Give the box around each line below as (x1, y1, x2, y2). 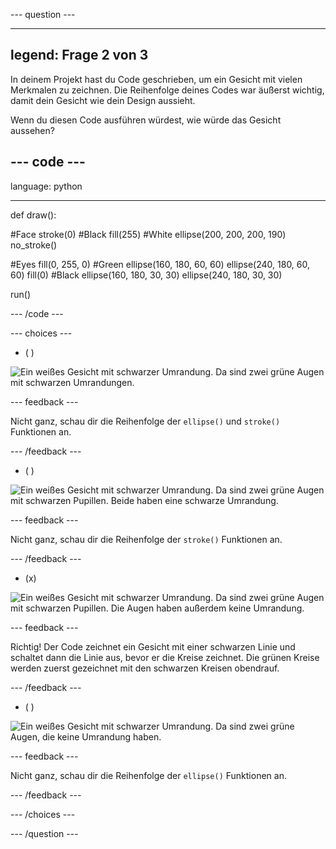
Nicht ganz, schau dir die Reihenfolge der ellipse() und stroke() (10, 415, 281, 427)
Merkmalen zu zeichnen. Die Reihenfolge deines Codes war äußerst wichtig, (10, 84, 325, 96)
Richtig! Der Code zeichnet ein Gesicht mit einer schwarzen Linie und (10, 640, 296, 653)
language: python (10, 180, 83, 192)
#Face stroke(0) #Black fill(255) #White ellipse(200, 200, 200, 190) (10, 228, 287, 240)
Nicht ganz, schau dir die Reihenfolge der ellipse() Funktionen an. (10, 769, 287, 781)
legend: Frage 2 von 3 (10, 47, 149, 64)
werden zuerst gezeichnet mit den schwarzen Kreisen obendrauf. (10, 662, 280, 674)
